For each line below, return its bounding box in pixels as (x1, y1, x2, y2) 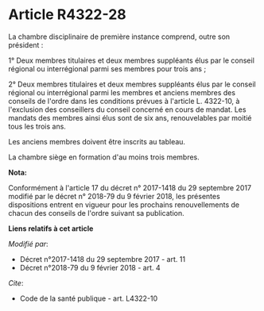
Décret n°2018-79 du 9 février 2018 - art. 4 (19, 263, 161, 272)
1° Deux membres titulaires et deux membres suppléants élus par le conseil (8, 56, 254, 65)
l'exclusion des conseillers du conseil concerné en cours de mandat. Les (8, 105, 247, 114)
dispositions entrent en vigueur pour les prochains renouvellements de (8, 200, 240, 209)
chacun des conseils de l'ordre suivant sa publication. (8, 208, 184, 217)
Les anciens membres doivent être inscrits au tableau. (8, 136, 185, 146)
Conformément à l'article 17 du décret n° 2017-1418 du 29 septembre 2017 (8, 182, 252, 192)
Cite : (8, 278, 24, 287)
